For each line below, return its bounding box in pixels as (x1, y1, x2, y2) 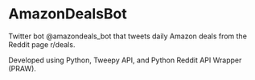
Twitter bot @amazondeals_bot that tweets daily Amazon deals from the (8, 31, 248, 41)
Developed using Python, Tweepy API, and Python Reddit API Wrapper (8, 55, 242, 65)
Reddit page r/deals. (8, 39, 76, 49)
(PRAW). (8, 63, 36, 73)
